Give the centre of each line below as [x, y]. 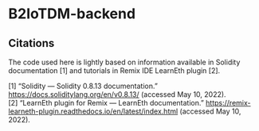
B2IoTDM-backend [72, 14]
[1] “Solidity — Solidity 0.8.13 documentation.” [83, 86]
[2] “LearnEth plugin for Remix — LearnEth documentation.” [106, 103]
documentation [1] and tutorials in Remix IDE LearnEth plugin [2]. [114, 71]
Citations [31, 43]
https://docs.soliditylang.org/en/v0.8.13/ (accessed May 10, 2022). [117, 94]
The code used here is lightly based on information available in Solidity [124, 62]
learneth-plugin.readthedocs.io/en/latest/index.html [93, 111]
